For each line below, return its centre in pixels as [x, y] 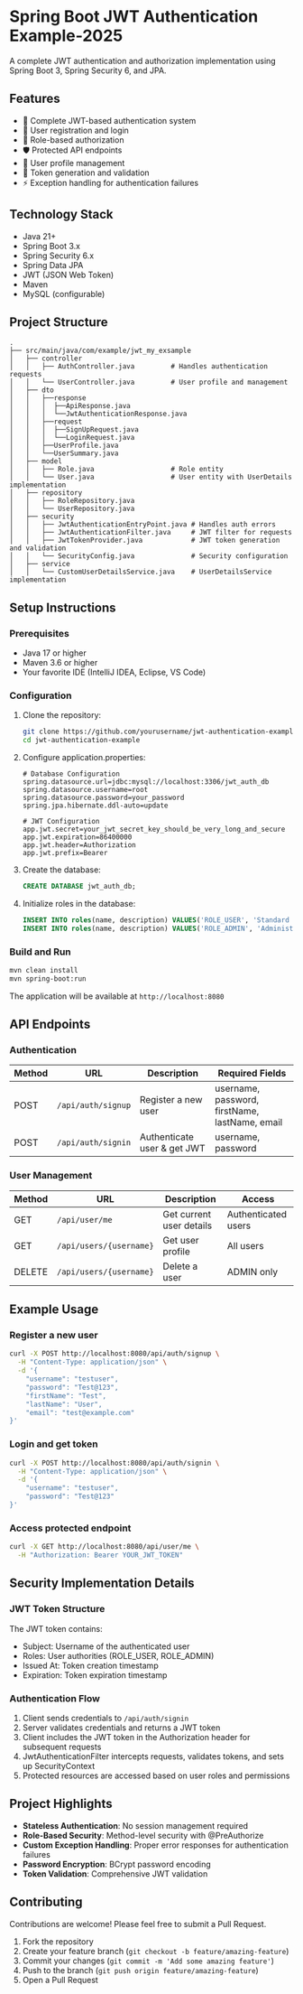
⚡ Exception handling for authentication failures [110, 182]
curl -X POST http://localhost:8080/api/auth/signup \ [115, 1354]
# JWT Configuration [61, 822]
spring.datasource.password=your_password [103, 798]
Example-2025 [66, 36]
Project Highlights [61, 1804]
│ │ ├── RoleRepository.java [72, 501]
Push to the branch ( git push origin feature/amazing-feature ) [140, 1970]
